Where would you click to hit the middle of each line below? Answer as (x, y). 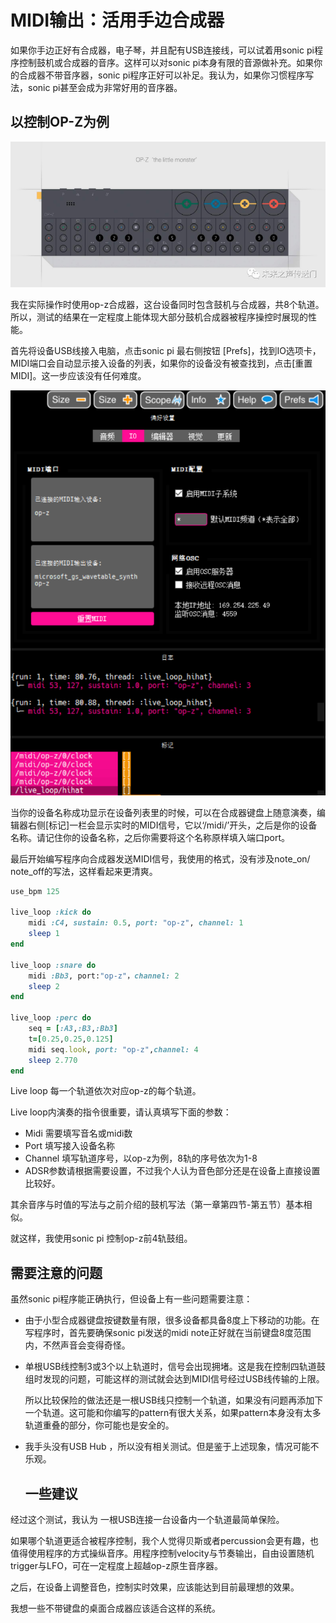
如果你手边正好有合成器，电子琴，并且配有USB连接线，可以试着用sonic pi (162, 50)
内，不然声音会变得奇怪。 (77, 1345)
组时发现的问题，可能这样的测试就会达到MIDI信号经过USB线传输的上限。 (174, 1379)
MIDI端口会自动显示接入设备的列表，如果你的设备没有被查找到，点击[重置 (161, 363)
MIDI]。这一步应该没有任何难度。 (78, 375)
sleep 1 (44, 934)
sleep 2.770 (53, 1060)
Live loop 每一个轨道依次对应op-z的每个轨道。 (106, 1091)
